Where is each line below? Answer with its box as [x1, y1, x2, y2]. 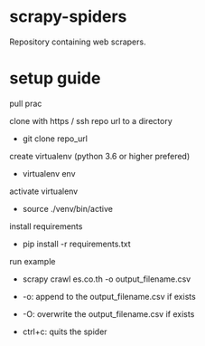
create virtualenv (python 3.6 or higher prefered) [9, 150, 191, 161]
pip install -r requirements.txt [22, 238, 131, 249]
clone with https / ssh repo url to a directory [9, 115, 173, 126]
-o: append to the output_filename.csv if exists [22, 291, 196, 302]
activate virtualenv [9, 186, 79, 197]
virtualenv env [22, 168, 76, 178]
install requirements [9, 220, 83, 232]
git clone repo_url [22, 133, 89, 144]
